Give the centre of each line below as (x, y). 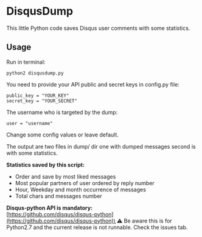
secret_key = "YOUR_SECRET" (42, 101)
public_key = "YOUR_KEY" (38, 96)
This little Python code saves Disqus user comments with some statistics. (98, 28)
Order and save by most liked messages (65, 176)
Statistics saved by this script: (46, 164)
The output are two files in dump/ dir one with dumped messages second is (101, 146)
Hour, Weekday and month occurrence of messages (80, 189)
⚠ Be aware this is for (144, 221)
